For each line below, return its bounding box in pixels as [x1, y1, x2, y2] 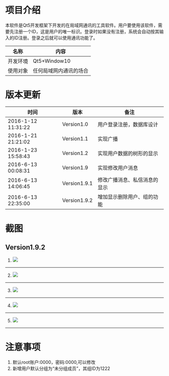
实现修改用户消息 [97, 164, 138, 171]
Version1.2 [62, 149, 89, 157]
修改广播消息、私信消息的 [97, 176, 158, 183]
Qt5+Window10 [33, 57, 71, 64]
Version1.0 [62, 120, 89, 127]
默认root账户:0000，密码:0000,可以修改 [12, 359, 96, 365]
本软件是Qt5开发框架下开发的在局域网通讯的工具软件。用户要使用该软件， [5, 22, 158, 28]
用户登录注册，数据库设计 [97, 121, 158, 128]
